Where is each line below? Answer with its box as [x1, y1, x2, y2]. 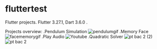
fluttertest [5, 3, 47, 14]
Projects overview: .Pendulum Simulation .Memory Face [5, 28, 149, 34]
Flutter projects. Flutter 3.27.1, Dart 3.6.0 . [5, 19, 88, 25]
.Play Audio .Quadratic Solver [41, 34, 123, 39]
